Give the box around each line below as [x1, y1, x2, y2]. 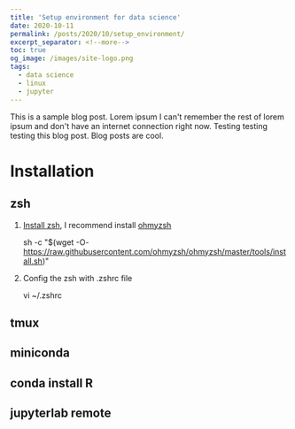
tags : [10, 63, 30, 72]
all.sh [22, 256, 43, 266]
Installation [10, 161, 95, 181]
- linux [18, 79, 47, 88]
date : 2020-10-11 [10, 21, 74, 30]
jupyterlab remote [10, 406, 112, 421]
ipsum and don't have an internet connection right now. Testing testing [10, 120, 268, 131]
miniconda [10, 346, 70, 361]
